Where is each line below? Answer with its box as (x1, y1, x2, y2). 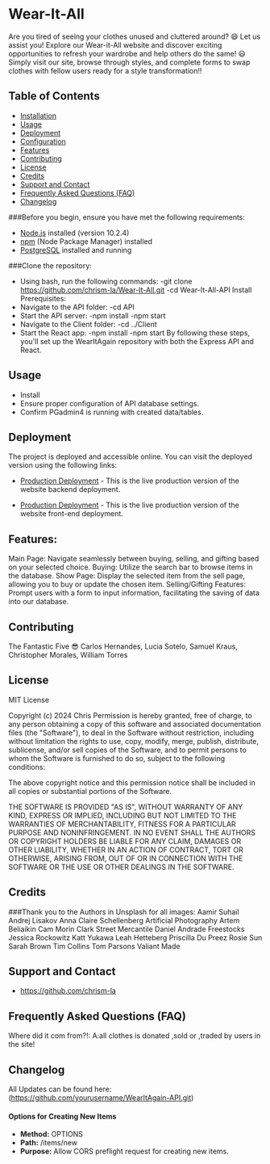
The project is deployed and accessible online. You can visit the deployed (8, 452, 252, 461)
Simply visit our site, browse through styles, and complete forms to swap (8, 57, 251, 67)
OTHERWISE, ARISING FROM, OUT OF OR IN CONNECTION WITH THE (8, 853, 243, 863)
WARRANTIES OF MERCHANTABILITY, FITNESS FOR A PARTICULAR (8, 819, 236, 829)
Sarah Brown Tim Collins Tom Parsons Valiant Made (8, 941, 181, 951)
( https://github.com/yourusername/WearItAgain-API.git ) (8, 1093, 194, 1103)
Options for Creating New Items (8, 1111, 117, 1121)
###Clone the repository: (8, 260, 93, 271)
